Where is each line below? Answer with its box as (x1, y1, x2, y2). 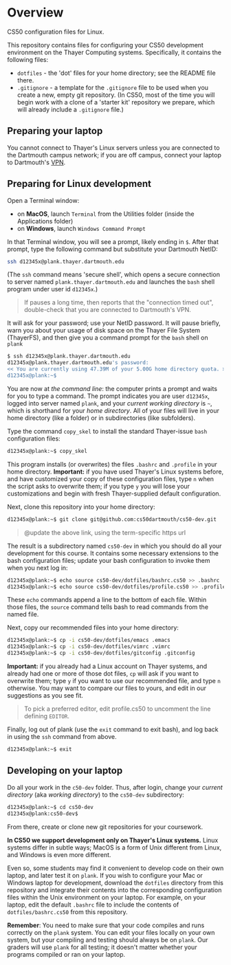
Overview (7, 5, 64, 21)
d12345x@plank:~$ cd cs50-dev (7, 803, 94, 810)
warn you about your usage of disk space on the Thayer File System (7, 326, 201, 335)
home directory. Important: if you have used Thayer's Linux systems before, (7, 467, 224, 476)
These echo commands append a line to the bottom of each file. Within (7, 596, 207, 604)
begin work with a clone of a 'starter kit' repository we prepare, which (16, 98, 215, 106)
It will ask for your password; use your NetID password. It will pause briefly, (7, 319, 221, 327)
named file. (7, 610, 39, 619)
